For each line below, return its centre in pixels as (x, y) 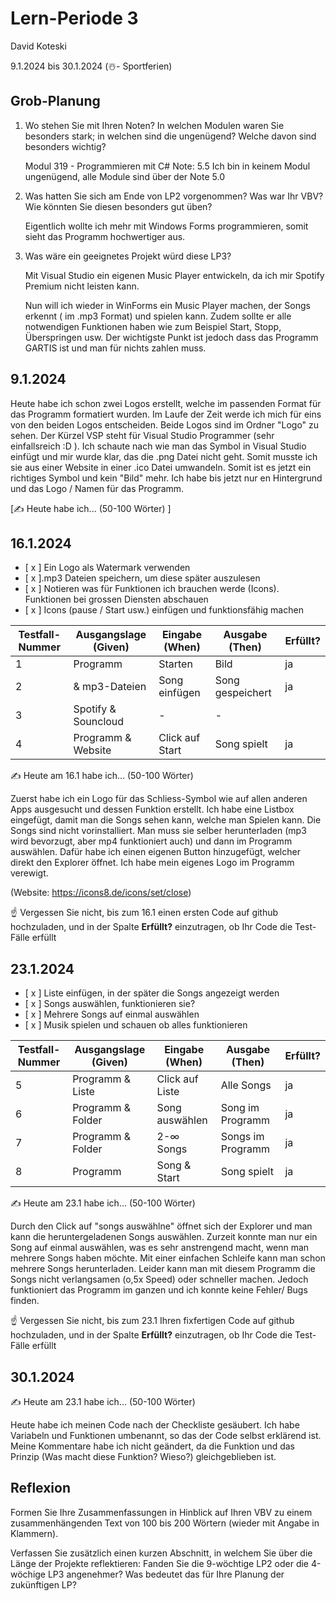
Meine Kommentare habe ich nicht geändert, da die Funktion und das (153, 1446)
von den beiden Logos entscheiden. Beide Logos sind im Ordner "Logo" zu (165, 424)
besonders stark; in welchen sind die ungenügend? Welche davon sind (170, 136)
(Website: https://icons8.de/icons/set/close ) (101, 893)
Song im (240, 1108)
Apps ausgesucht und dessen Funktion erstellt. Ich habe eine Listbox (152, 809)
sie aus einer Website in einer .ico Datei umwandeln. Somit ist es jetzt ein (161, 467)
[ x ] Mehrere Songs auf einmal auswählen (112, 1014)
